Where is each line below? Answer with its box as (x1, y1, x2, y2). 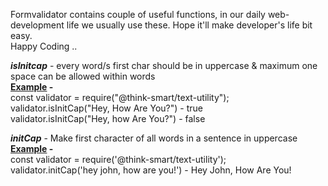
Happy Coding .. (10, 40, 78, 52)
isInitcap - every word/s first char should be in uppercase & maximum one (10, 60, 318, 71)
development (10, 19, 65, 31)
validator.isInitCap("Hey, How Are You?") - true (10, 102, 203, 114)
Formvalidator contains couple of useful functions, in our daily (10, 9, 266, 20)
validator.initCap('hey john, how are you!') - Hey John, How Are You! (10, 164, 292, 176)
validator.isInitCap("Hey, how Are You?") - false (10, 113, 206, 124)
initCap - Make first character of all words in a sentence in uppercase (10, 132, 298, 144)
